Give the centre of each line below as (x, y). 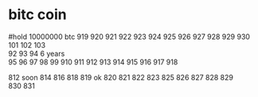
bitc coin (37, 15)
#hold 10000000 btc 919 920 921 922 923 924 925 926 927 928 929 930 (129, 37)
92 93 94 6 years (37, 53)
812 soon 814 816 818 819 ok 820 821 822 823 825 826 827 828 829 (121, 77)
